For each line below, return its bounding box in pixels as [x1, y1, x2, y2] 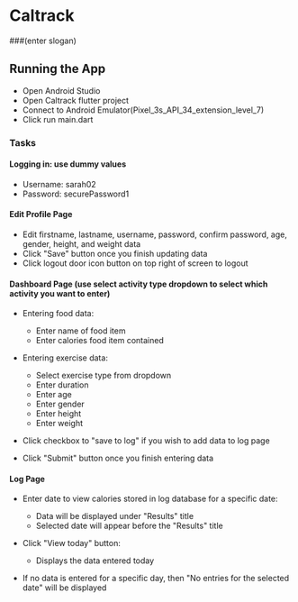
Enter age [35, 389, 72, 400]
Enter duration [35, 379, 89, 390]
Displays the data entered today [35, 555, 155, 566]
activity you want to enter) [9, 287, 111, 298]
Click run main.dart [22, 114, 94, 124]
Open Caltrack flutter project [22, 95, 129, 105]
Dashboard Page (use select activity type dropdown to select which [9, 278, 268, 289]
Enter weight [35, 418, 84, 429]
